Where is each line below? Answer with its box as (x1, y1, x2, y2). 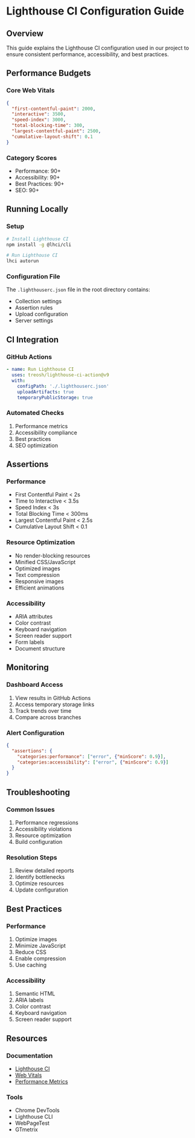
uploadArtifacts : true (17, 388, 74, 395)
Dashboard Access (6, 681, 63, 689)
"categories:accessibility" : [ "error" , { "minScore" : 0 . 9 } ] (17, 759, 169, 765)
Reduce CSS (14, 948, 46, 956)
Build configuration (14, 838, 63, 845)
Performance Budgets (6, 68, 91, 79)
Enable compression (14, 954, 66, 962)
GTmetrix (14, 1126, 38, 1133)
